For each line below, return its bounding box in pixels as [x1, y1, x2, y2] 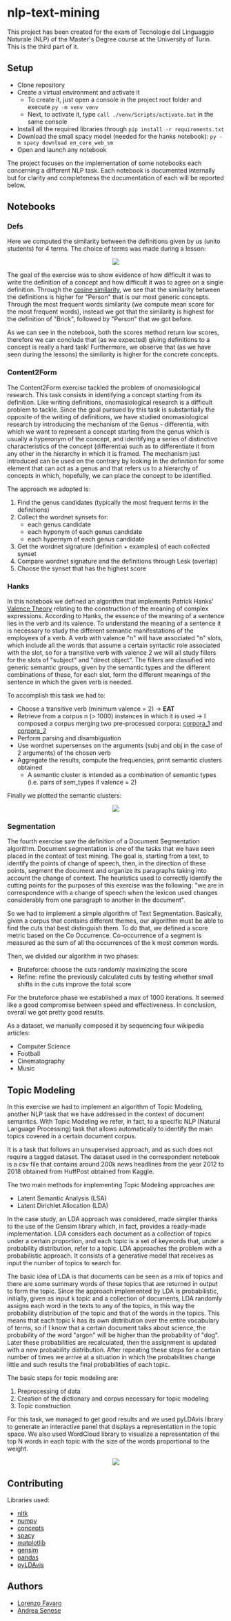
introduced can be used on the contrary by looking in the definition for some [7, 457, 224, 465]
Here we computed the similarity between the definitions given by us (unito [7, 237, 221, 246]
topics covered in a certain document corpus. [7, 1132, 137, 1140]
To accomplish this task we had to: [7, 691, 106, 700]
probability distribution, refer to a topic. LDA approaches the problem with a [7, 1245, 222, 1253]
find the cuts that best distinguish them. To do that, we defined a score [7, 924, 208, 932]
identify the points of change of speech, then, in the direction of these [7, 859, 207, 867]
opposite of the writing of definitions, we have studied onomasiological [7, 412, 209, 421]
